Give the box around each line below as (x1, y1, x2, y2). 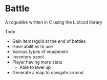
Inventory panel (12, 53, 44, 59)
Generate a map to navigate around (12, 69, 84, 75)
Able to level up (19, 64, 51, 70)
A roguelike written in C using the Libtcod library (5, 19, 103, 25)
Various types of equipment (12, 49, 68, 54)
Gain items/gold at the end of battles (12, 38, 86, 44)
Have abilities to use (12, 43, 53, 49)
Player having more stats (12, 59, 63, 65)
